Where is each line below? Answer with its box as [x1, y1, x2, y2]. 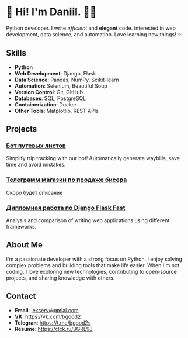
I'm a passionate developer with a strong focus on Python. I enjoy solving [6, 256, 183, 263]
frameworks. [6, 223, 37, 230]
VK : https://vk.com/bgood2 [14, 313, 81, 320]
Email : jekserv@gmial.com [14, 306, 79, 313]
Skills [6, 48, 26, 58]
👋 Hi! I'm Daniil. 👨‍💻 [6, 5, 97, 19]
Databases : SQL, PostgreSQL [14, 95, 86, 102]
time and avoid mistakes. [6, 161, 66, 168]
